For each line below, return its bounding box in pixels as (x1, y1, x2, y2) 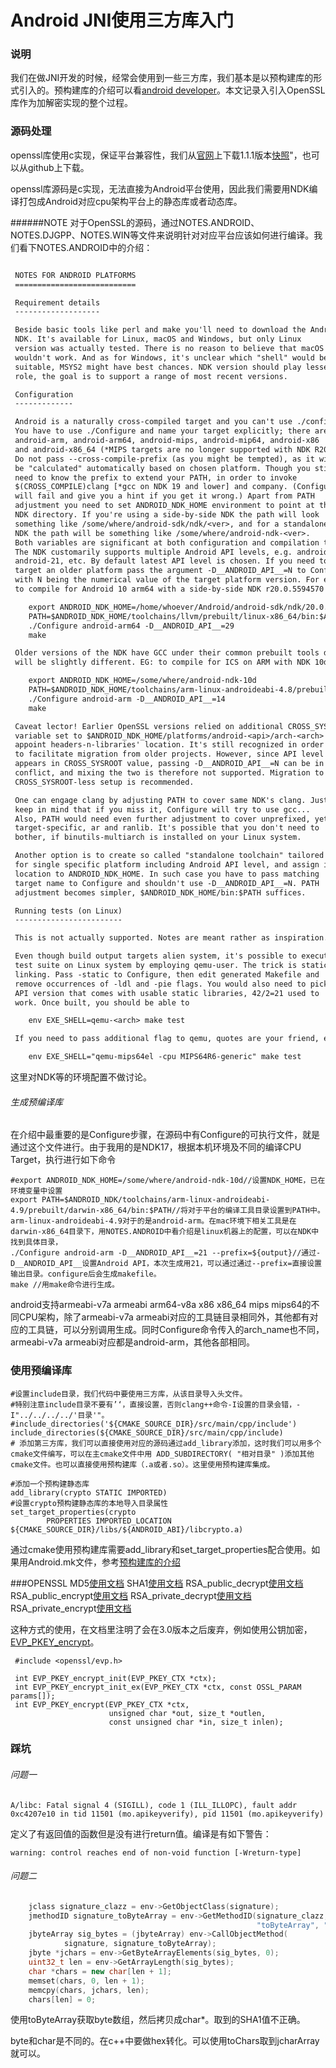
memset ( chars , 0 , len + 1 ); (28, 1976, 145, 1986)
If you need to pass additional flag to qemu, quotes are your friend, (14, 1034, 320, 1044)
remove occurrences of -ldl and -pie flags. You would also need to (14, 979, 307, 989)
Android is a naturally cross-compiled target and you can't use (14, 417, 293, 427)
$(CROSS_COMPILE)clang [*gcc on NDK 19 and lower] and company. (14, 482, 288, 492)
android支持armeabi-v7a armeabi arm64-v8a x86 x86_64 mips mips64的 (10, 1299, 312, 1311)
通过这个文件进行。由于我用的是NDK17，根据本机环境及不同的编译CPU (10, 1141, 302, 1153)
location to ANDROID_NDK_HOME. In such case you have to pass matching (14, 869, 320, 879)
